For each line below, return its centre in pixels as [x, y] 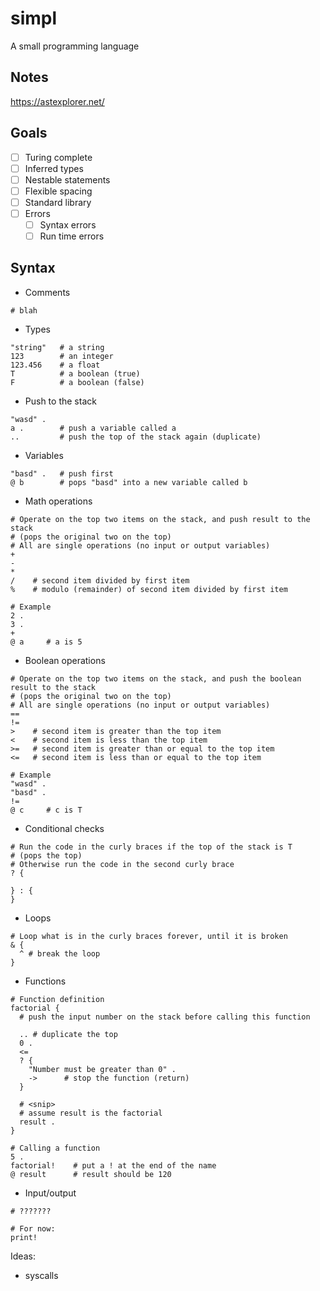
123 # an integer [62, 356]
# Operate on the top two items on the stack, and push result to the [160, 519]
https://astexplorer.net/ [57, 101]
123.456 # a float [55, 365]
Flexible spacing [58, 191]
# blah [24, 310]
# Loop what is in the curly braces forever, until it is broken [149, 936]
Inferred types [54, 168]
